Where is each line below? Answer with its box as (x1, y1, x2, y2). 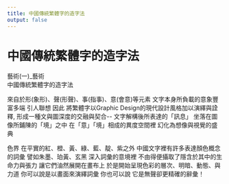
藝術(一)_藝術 (7, 72, 45, 80)
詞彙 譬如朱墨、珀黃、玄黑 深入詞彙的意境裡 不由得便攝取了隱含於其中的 (12, 152, 217, 161)
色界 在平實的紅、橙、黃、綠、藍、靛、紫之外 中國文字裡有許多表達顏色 (7, 144, 209, 152)
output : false (7, 16, 48, 23)
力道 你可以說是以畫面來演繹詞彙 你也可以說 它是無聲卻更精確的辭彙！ (7, 170, 204, 179)
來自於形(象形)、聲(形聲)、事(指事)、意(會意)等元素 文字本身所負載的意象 (7, 95, 213, 104)
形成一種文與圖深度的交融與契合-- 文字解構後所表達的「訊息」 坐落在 (16, 113, 212, 121)
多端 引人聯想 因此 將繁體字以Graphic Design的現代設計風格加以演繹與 (12, 104, 213, 112)
